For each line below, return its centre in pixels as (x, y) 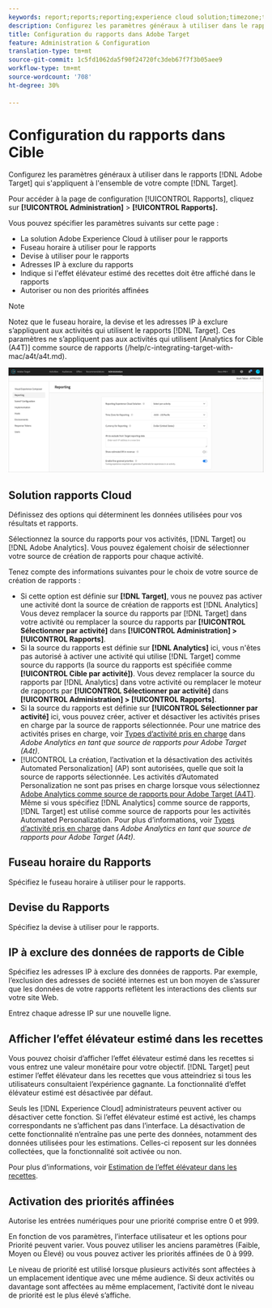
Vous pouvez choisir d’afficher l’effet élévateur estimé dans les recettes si (131, 1059)
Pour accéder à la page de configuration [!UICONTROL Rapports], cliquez (131, 199)
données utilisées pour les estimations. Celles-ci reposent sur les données (133, 1143)
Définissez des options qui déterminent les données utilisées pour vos (125, 514)
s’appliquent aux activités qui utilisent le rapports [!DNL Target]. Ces (122, 330)
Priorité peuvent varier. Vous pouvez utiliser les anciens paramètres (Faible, (134, 1245)
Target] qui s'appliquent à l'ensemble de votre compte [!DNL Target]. (123, 183)
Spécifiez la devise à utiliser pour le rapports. (84, 927)
